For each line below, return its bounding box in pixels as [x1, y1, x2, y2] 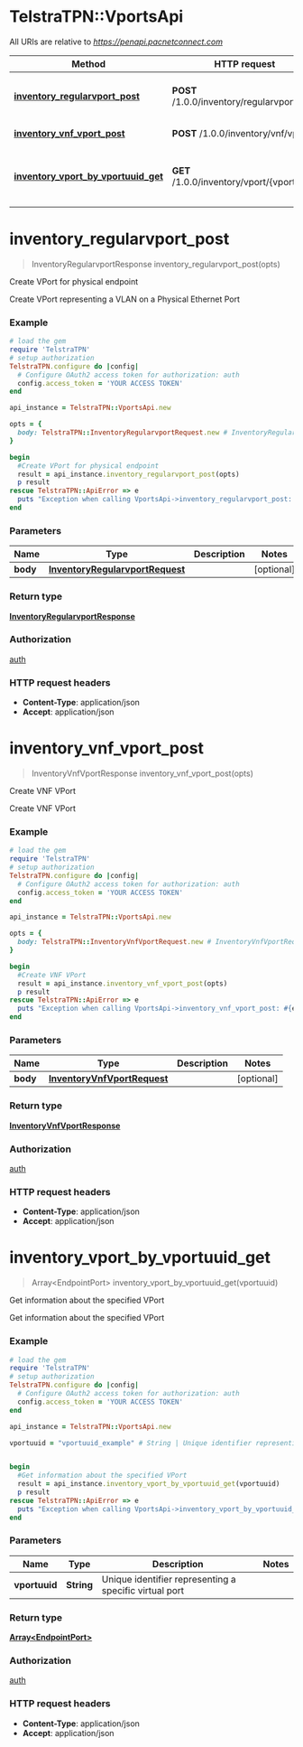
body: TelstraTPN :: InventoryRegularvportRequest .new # [17, 428, 228, 437]
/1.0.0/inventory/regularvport [171, 95, 297, 107]
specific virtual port [101, 1584, 185, 1596]
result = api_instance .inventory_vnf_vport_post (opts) [17, 978, 228, 988]
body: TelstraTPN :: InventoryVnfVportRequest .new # [17, 938, 212, 947]
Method [71, 57, 106, 70]
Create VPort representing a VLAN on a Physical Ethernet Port [9, 294, 241, 304]
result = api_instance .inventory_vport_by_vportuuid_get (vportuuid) [17, 1480, 280, 1489]
